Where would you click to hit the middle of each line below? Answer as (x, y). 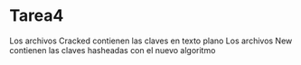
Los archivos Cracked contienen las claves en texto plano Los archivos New (151, 41)
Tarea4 (37, 16)
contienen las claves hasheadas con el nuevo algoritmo (113, 50)
